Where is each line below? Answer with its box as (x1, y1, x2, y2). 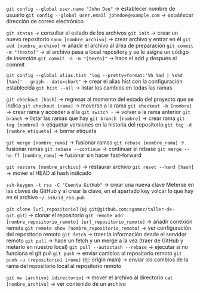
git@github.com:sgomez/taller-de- (88, 206, 175, 212)
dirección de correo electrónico (6, 18, 84, 24)
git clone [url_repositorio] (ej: (6, 205, 88, 212)
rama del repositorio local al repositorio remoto (6, 263, 122, 269)
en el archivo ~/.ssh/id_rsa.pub (6, 194, 85, 201)
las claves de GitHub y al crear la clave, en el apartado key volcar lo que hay (6, 187, 194, 195)
